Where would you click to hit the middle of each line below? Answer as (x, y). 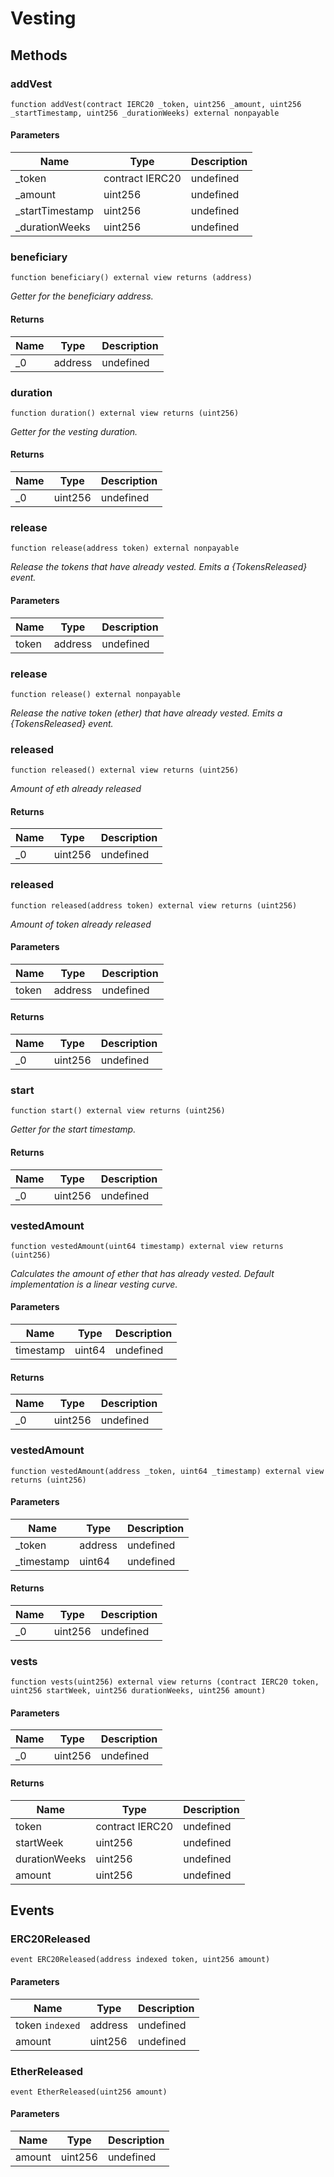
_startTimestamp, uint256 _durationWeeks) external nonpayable (145, 113)
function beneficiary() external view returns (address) (131, 278)
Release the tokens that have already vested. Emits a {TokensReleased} (159, 567)
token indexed (48, 2025)
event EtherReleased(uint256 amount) (89, 2092)
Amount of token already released (81, 924)
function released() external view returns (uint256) (125, 770)
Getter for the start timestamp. (73, 1129)
